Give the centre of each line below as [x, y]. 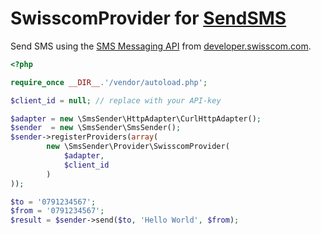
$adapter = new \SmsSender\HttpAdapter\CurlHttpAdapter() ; [136, 118]
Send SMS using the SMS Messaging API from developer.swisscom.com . [161, 46]
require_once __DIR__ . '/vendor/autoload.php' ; [109, 82]
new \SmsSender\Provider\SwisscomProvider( [138, 147]
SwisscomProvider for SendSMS [148, 18]
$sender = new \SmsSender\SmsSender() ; [96, 128]
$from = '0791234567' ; [57, 211]
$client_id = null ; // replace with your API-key [116, 100]
